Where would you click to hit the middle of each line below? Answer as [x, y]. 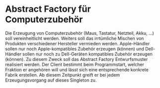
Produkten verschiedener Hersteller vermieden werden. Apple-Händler [78, 43]
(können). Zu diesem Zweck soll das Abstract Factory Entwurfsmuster [77, 59]
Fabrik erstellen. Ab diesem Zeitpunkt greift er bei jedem [63, 75]
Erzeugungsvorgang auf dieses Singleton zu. [51, 80]
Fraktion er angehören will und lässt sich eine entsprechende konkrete [77, 69]
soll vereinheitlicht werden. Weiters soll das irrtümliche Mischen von [75, 38]
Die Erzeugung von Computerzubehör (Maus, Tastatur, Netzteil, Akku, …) [80, 33]
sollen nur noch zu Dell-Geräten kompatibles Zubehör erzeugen [87, 54]
